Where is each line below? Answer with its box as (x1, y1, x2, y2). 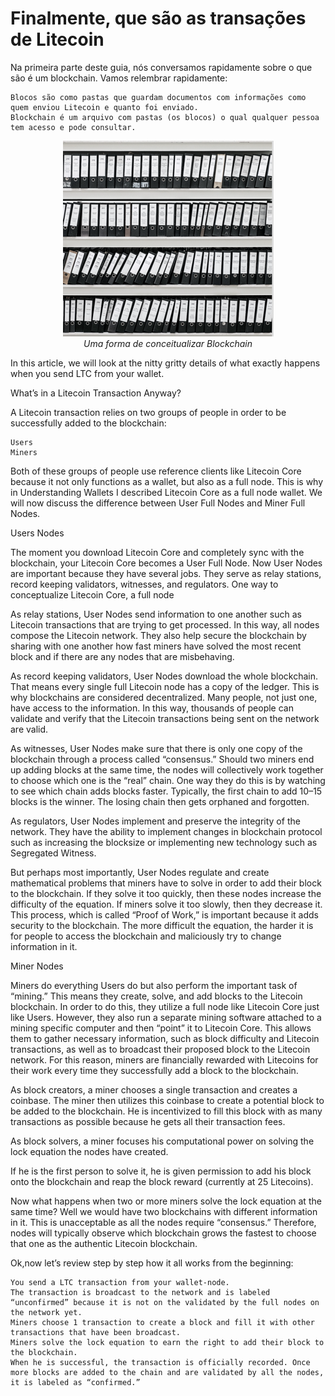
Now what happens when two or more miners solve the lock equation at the (10, 1195, 322, 1207)
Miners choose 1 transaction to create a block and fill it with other (10, 1317, 315, 1327)
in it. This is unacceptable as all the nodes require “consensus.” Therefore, (10, 1216, 317, 1228)
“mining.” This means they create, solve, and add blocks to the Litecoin (10, 990, 303, 1002)
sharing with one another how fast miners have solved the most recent (10, 640, 302, 652)
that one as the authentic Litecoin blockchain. (10, 1237, 198, 1249)
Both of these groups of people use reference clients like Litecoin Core (10, 465, 302, 477)
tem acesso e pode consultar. (10, 122, 137, 132)
